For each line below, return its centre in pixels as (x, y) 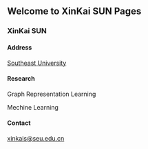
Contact (19, 123)
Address (20, 47)
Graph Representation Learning (52, 94)
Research (21, 79)
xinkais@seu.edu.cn (36, 138)
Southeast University (37, 63)
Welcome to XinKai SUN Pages (74, 11)
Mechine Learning (33, 107)
